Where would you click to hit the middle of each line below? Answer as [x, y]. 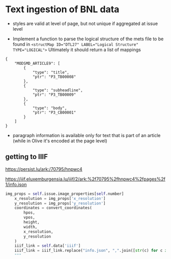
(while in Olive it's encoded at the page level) [60, 141]
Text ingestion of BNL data [62, 9]
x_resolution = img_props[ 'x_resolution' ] [60, 198]
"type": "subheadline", [58, 90]
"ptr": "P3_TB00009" [54, 95]
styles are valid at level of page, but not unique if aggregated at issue [85, 23]
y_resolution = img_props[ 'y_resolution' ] [60, 203]
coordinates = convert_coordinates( [53, 208]
